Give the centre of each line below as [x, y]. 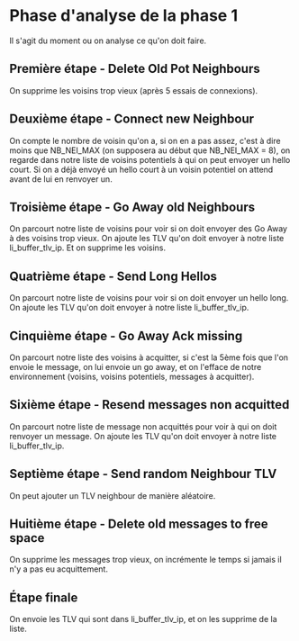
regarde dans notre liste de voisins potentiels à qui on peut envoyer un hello [150, 159]
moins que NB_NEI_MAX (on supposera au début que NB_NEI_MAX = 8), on [150, 150]
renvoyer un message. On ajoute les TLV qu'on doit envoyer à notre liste [143, 436]
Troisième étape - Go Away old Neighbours [132, 207]
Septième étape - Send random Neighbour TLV [143, 474]
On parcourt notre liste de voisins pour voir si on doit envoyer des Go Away [149, 229]
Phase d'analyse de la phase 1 [124, 16]
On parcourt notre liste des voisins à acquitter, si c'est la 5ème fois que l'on [149, 357]
